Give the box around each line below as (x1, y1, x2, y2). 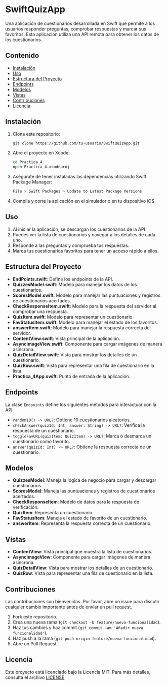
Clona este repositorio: (12, 131, 60, 137)
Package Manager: (12, 179, 52, 185)
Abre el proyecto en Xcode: (12, 150, 70, 156)
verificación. (12, 504, 39, 510)
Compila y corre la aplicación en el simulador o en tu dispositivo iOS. (12, 198, 156, 204)
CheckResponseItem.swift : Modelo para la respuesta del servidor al (12, 303, 157, 309)
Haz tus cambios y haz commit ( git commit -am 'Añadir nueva (12, 624, 143, 631)
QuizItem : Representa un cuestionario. (12, 510, 94, 516)
